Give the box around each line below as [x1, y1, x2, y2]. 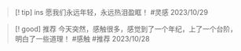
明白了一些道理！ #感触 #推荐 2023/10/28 [14, 35, 150, 43]
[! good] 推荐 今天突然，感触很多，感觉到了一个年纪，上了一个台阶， [14, 24, 237, 34]
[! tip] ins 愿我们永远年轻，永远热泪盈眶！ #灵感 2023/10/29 [14, 8, 209, 16]
